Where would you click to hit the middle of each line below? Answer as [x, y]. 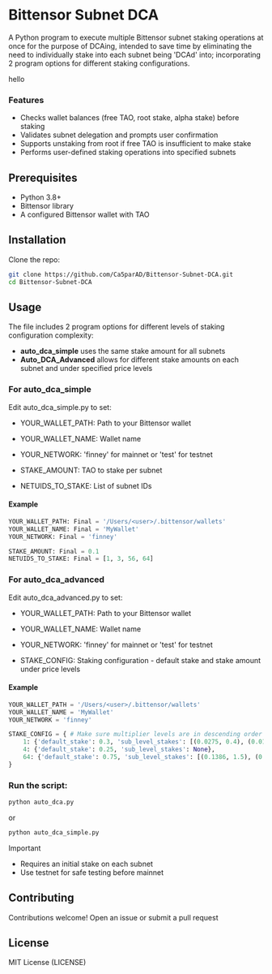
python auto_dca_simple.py [54, 832]
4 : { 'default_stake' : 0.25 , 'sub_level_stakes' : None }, [119, 750]
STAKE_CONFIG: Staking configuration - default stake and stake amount [140, 660]
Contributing [41, 898]
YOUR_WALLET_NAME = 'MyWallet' [61, 712]
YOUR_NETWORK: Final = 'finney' [63, 537]
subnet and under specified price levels [86, 368]
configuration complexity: [51, 335]
